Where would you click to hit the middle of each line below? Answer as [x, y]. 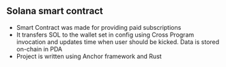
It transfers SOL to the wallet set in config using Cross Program [105, 35]
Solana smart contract [55, 11]
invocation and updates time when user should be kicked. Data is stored [118, 42]
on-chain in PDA [39, 49]
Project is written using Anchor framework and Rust [89, 56]
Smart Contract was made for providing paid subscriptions [99, 27]
